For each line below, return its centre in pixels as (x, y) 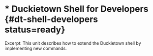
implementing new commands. (36, 48)
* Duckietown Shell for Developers (76, 9)
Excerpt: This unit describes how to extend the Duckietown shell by (73, 43)
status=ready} (35, 30)
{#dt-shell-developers (51, 19)
